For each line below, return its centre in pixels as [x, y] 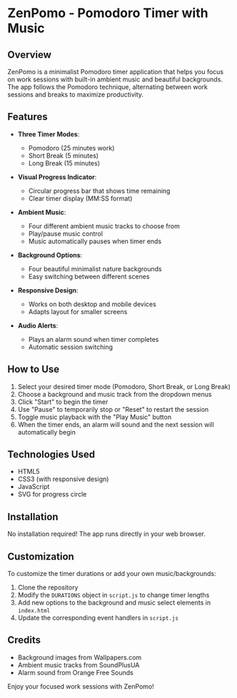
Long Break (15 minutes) [64, 163]
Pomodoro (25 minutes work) [71, 148]
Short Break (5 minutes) [63, 156]
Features [27, 117]
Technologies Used [51, 455]
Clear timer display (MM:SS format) [80, 198]
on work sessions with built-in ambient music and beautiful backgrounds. [115, 79]
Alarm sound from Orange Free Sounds [75, 672]
